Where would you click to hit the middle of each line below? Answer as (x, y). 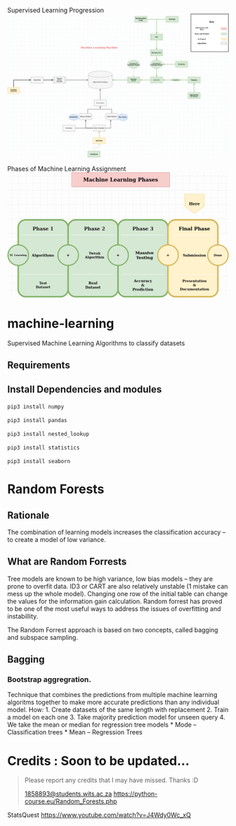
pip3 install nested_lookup (48, 434)
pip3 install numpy (36, 407)
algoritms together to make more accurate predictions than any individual (113, 702)
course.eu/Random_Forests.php (71, 801)
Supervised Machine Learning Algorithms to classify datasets (96, 343)
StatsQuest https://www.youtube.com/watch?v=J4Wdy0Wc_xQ (99, 815)
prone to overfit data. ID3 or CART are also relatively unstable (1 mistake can (118, 586)
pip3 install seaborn (39, 461)
